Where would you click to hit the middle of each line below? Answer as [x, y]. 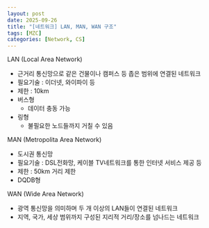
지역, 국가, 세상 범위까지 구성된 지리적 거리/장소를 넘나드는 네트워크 [108, 217]
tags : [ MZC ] [24, 33]
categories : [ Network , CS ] [46, 40]
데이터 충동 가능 [49, 108]
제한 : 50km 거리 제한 [47, 172]
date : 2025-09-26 [32, 20]
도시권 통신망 [35, 154]
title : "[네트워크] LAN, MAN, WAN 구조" [62, 26]
